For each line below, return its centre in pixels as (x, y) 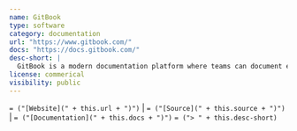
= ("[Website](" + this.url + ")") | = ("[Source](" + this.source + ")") (147, 107)
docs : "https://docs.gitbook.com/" (75, 50)
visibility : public (45, 83)
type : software (37, 25)
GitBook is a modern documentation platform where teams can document (150, 67)
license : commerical (47, 75)
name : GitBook (35, 17)
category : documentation (55, 33)
